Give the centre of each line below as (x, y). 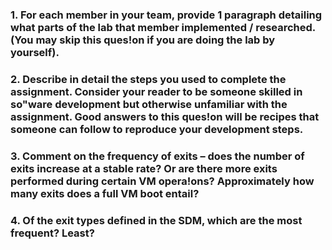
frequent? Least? (52, 233)
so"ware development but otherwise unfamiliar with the (149, 104)
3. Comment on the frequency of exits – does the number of (157, 156)
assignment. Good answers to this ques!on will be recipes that (165, 116)
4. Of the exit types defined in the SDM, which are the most (156, 220)
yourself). (35, 52)
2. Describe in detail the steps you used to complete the (148, 79)
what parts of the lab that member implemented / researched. (163, 27)
